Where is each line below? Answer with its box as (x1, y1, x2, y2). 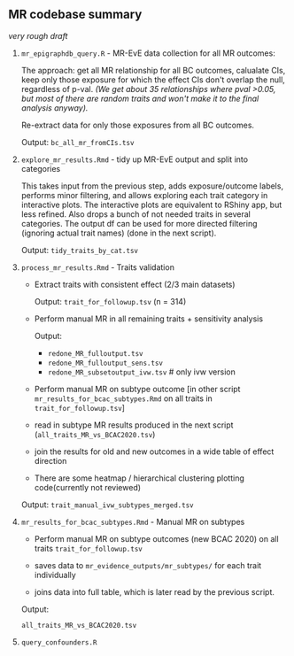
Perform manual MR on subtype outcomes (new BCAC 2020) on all (34, 533, 280, 544)
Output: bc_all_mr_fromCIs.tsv (20, 136, 135, 147)
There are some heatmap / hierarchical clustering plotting (34, 473, 245, 483)
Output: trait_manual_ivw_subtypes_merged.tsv (20, 499, 194, 510)
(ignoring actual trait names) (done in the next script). (20, 228, 217, 238)
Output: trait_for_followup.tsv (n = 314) (34, 296, 187, 306)
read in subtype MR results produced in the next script (34, 420, 234, 430)
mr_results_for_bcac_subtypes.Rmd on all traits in (34, 393, 213, 404)
